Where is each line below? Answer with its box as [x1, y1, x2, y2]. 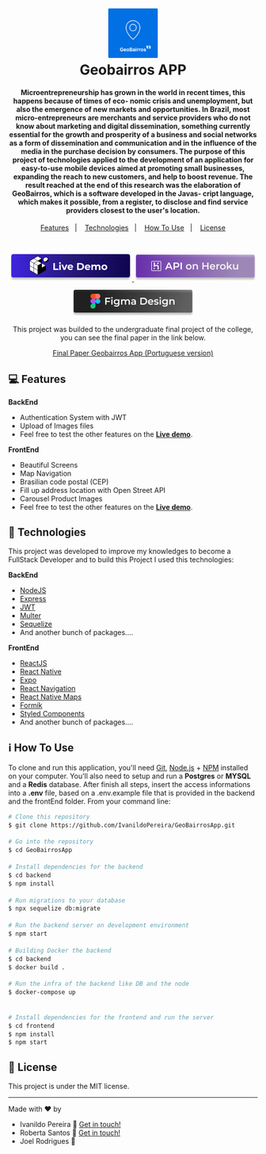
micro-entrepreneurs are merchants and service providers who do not [15, 113, 251, 122]
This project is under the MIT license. [8, 1082, 130, 1091]
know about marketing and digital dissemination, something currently [15, 121, 251, 131]
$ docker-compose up [8, 988, 77, 996]
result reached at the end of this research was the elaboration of [25, 180, 241, 189]
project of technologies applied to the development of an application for [12, 155, 254, 164]
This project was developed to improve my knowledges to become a [8, 547, 231, 556]
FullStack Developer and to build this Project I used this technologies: [8, 555, 234, 564]
